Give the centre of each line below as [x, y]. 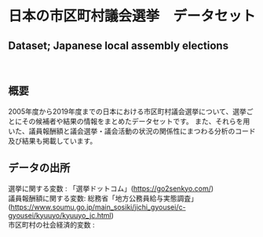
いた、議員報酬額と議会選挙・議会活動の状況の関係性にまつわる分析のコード [132, 131]
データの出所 [39, 168]
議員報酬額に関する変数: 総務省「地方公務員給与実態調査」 [103, 198]
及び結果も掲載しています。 [53, 140]
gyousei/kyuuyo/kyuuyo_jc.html [60, 215]
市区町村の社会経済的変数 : [51, 224]
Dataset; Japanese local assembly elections [119, 45]
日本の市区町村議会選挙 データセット [132, 16]
